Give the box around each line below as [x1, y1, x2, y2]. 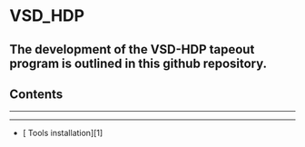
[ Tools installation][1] [22, 128, 103, 139]
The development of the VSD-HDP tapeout [9, 42, 255, 57]
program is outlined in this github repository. [9, 55, 268, 71]
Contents [9, 86, 64, 102]
